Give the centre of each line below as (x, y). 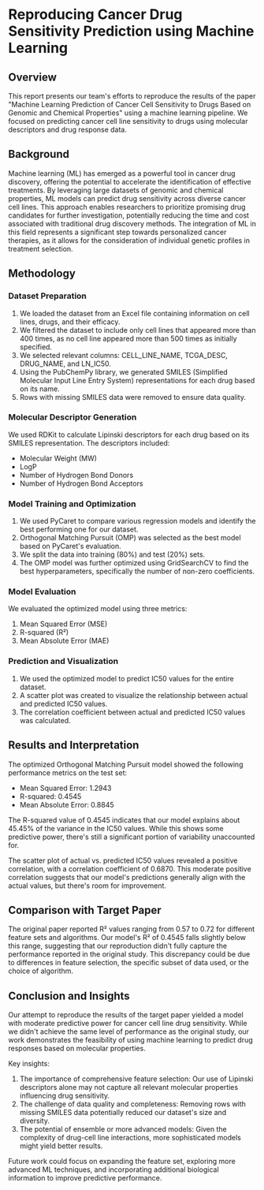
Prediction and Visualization (63, 662)
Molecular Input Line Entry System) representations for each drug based (137, 380)
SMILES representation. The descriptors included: (89, 442)
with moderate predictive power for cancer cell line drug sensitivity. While (128, 1024)
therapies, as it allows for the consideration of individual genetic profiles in (129, 240)
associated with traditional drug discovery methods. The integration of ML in (132, 223)
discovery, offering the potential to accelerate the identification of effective (130, 181)
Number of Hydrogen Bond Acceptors (81, 483)
